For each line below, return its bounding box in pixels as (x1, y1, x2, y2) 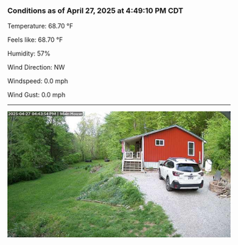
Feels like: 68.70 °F (7, 36, 64, 44)
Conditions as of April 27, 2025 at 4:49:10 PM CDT (7, 6, 184, 16)
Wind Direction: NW (7, 63, 65, 72)
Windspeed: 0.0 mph (7, 77, 69, 85)
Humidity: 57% (7, 49, 51, 58)
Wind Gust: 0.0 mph (7, 91, 66, 99)
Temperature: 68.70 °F (7, 22, 74, 31)
